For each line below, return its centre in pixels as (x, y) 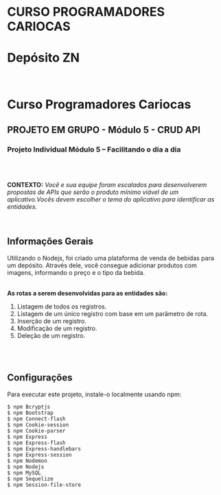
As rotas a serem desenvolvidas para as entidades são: (88, 293)
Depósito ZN (44, 58)
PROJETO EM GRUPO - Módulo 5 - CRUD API (104, 130)
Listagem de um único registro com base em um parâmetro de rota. (113, 313)
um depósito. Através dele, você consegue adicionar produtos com (102, 265)
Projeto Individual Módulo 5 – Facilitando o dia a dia (94, 149)
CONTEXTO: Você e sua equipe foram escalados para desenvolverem (107, 185)
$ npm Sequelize (30, 479)
